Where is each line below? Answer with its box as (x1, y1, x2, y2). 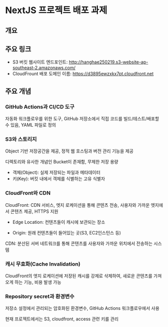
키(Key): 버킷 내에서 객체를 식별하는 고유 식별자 (12, 176, 105, 182)
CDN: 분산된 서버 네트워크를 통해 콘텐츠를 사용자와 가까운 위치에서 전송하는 (5, 240, 153, 247)
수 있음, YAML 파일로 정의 (5, 122, 56, 128)
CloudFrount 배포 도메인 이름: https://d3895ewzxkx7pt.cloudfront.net (12, 71, 154, 77)
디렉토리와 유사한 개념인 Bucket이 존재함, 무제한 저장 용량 (5, 159, 119, 165)
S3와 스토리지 (5, 136, 37, 142)
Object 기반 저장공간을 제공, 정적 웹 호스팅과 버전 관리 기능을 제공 (5, 148, 134, 154)
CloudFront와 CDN (5, 190, 51, 197)
